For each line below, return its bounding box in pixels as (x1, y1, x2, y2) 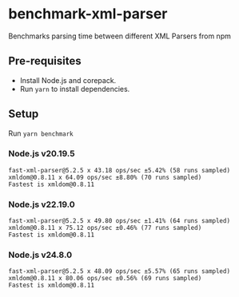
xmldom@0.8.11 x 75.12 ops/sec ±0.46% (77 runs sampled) (8, 224, 202, 232)
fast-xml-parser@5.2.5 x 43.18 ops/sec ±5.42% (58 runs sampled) (8, 166, 230, 174)
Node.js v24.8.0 (8, 249, 73, 260)
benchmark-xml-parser (8, 5, 168, 23)
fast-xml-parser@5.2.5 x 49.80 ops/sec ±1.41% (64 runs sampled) (8, 217, 230, 225)
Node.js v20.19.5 (8, 148, 75, 160)
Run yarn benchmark (8, 129, 74, 138)
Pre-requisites (8, 54, 82, 68)
